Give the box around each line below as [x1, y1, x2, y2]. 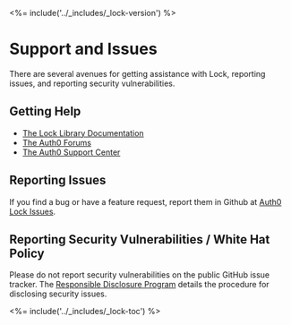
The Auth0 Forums [21, 137, 92, 148]
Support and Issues [9, 39, 158, 59]
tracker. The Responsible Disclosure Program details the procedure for [9, 279, 270, 290]
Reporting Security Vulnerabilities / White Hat [9, 232, 270, 247]
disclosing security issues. [9, 288, 107, 299]
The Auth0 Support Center [21, 147, 121, 158]
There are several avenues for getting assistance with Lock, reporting [9, 68, 266, 79]
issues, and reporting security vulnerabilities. [9, 78, 175, 89]
